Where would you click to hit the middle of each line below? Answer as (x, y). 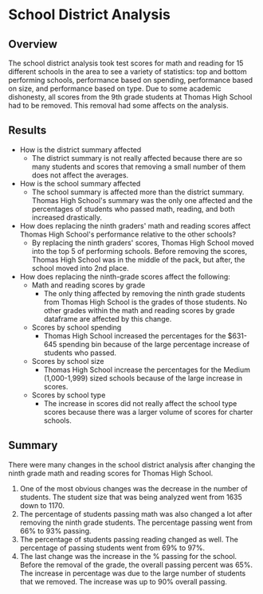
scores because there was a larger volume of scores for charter (148, 412)
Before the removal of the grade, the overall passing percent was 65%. (136, 565)
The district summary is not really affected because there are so (137, 158)
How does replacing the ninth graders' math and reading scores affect (135, 225)
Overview (33, 44)
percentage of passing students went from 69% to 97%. (112, 548)
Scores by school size (68, 361)
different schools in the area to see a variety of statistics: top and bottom (128, 72)
